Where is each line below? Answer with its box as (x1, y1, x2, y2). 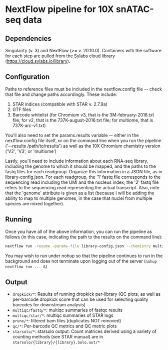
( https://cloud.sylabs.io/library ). (5, 58, 70, 64)
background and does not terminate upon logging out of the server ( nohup (5, 258, 157, 264)
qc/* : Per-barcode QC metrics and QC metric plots (12, 323, 117, 329)
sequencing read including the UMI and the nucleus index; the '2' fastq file (5, 179, 159, 185)
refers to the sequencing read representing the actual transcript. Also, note (5, 184, 159, 190)
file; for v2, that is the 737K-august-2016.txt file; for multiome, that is (12, 117, 153, 123)
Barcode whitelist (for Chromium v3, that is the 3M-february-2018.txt (12, 111, 154, 118)
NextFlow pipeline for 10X (5, 4, 114, 15)
